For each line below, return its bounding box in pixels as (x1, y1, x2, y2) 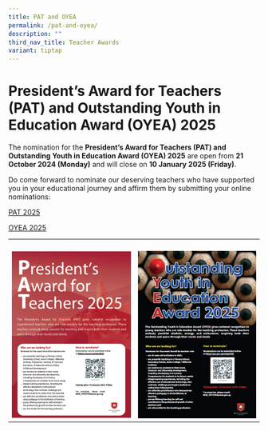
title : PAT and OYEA (8, 13, 77, 21)
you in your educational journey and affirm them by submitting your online (8, 184, 251, 194)
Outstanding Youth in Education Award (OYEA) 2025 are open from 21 (8, 151, 243, 161)
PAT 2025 (8, 208, 41, 217)
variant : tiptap (8, 46, 62, 55)
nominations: (8, 192, 51, 202)
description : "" (8, 30, 62, 38)
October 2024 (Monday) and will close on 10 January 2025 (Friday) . (8, 160, 237, 170)
